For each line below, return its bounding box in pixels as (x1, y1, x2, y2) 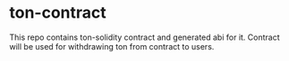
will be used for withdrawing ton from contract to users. (9, 41, 215, 51)
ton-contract (9, 3, 107, 23)
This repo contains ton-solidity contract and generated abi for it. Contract (9, 32, 280, 42)
